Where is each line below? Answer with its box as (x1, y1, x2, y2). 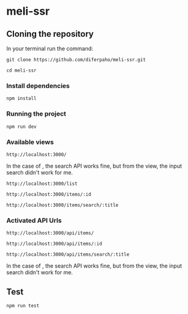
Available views (6, 138, 54, 146)
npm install (6, 95, 37, 102)
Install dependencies (6, 81, 70, 90)
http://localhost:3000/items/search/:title (6, 202, 119, 208)
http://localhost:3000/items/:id (6, 191, 92, 197)
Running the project (6, 110, 67, 118)
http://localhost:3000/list (6, 181, 78, 187)
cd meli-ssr (6, 67, 37, 73)
